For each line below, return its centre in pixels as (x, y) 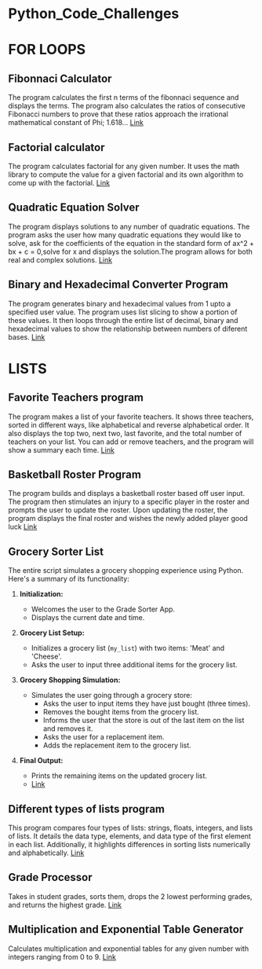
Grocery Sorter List (56, 551)
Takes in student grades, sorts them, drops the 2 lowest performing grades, (130, 896)
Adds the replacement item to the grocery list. (117, 745)
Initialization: (41, 594)
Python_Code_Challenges (94, 14)
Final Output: (41, 761)
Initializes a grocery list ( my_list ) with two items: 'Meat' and (128, 648)
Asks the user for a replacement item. (104, 737)
